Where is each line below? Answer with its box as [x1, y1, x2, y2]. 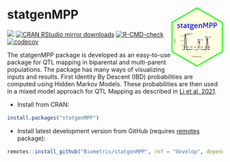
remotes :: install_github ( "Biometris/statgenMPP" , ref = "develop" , [7, 148, 204, 155]
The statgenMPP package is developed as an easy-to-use [7, 51, 171, 59]
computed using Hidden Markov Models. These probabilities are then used [7, 79, 218, 88]
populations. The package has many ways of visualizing [7, 65, 166, 73]
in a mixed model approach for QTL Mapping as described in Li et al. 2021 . [7, 87, 217, 95]
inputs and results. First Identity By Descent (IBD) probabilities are [7, 72, 194, 81]
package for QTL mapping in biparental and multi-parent [7, 58, 166, 66]
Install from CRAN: [16, 100, 70, 109]
